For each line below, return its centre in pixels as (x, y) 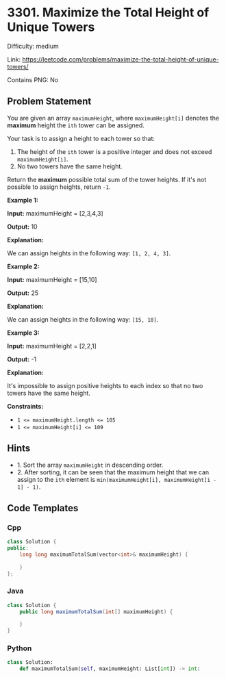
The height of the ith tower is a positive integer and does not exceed (114, 151)
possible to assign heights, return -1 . (59, 187)
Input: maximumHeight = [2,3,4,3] (55, 213)
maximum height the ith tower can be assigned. (76, 125)
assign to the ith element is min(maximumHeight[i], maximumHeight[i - (117, 479)
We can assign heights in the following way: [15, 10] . (83, 319)
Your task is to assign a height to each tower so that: (81, 138)
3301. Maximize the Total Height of (108, 13)
